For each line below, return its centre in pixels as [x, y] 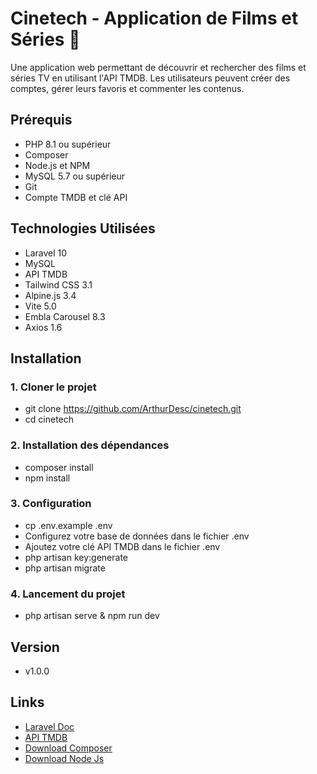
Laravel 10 [46, 253]
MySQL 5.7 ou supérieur [75, 176]
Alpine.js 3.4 [50, 295]
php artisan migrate [65, 568]
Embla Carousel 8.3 [65, 316]
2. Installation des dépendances [90, 445]
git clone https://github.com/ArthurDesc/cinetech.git [133, 409]
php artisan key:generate [76, 557]
